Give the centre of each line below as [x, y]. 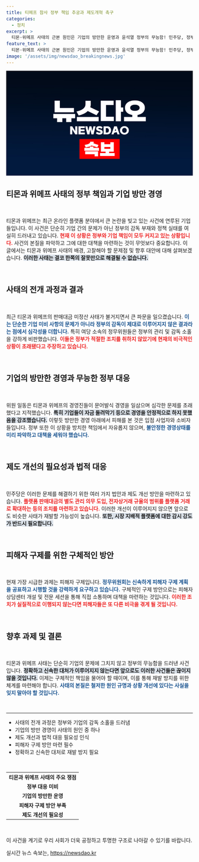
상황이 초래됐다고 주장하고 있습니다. [47, 346]
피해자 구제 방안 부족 [42, 805]
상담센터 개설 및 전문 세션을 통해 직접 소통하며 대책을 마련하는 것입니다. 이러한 [96, 597]
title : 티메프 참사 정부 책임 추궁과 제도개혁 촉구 [60, 12]
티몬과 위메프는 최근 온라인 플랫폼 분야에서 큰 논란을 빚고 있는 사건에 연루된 [93, 221]
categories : [21, 19]
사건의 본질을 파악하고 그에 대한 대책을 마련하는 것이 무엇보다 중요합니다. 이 [101, 243]
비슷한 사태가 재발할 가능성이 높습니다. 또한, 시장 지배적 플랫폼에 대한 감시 [97, 516]
